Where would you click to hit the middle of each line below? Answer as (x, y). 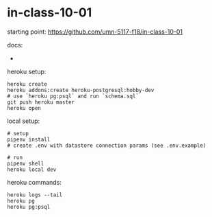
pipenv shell (26, 163)
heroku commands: (34, 182)
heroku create (27, 84)
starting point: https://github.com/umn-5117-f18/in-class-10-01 (95, 32)
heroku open (24, 108)
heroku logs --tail (35, 195)
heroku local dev (32, 170)
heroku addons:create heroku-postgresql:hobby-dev (81, 90)
